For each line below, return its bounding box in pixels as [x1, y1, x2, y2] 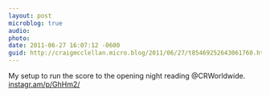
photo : [8, 34, 31, 42]
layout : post [8, 11, 52, 20]
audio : [8, 26, 31, 34]
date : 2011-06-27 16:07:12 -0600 [8, 42, 121, 50]
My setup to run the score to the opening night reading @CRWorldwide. [8, 71, 246, 80]
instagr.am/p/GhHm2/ [8, 79, 80, 89]
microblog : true [8, 19, 63, 27]
